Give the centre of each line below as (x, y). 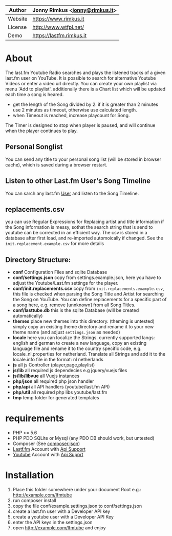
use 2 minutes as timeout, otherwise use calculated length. (75, 109)
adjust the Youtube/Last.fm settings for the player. (66, 283)
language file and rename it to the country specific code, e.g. (77, 348)
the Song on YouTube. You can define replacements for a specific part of (90, 300)
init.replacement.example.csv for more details (55, 244)
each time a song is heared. (35, 94)
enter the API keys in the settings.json (53, 522)
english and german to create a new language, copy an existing (80, 343)
